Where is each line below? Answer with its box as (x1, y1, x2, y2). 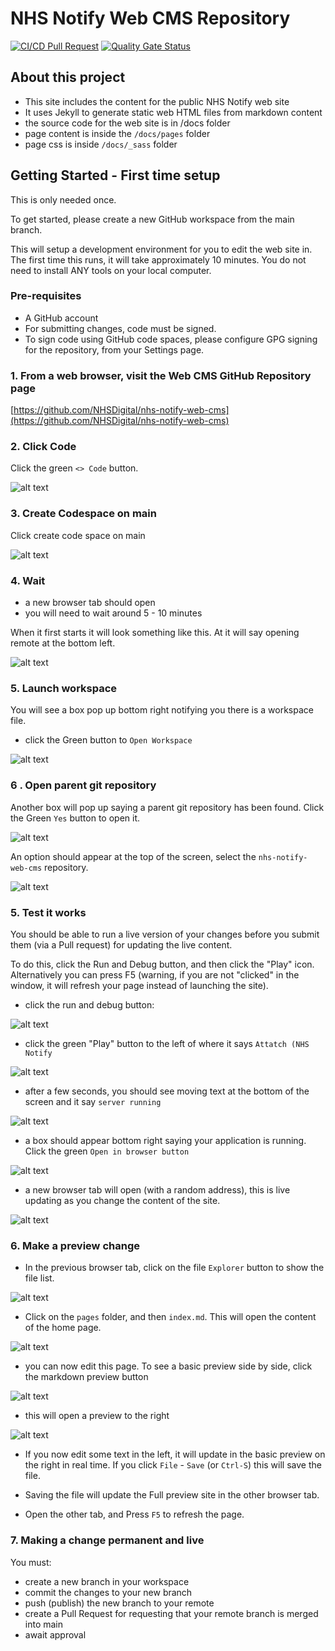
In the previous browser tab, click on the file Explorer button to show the (24, 1262, 325, 1274)
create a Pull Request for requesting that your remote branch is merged (24, 1607, 319, 1619)
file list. (24, 1272, 55, 1284)
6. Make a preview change (10, 1238, 140, 1252)
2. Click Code (10, 440, 77, 454)
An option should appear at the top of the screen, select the (10, 850, 257, 862)
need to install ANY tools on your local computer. (10, 264, 212, 276)
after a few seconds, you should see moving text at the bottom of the (24, 1085, 310, 1097)
